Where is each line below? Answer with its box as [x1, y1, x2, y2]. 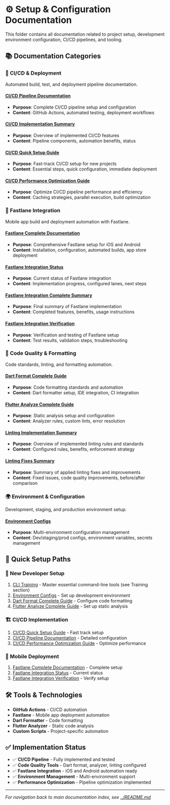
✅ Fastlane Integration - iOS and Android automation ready [12, 768, 138, 774]
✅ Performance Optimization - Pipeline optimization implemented [12, 779, 151, 785]
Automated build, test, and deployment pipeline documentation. [5, 81, 138, 87]
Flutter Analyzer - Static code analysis [12, 723, 94, 729]
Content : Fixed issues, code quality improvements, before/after [12, 475, 145, 481]
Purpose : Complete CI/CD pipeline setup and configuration [12, 104, 137, 110]
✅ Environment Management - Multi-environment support [12, 774, 136, 780]
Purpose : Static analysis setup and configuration [12, 413, 115, 419]
